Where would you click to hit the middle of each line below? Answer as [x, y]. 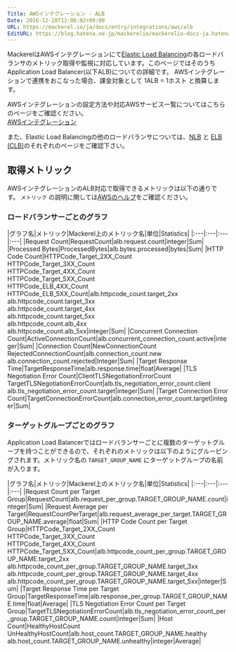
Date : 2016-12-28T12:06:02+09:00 [56, 20]
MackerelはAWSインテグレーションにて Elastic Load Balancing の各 [103, 54]
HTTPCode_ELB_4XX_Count [48, 286]
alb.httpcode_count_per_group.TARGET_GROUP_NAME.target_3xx [103, 566]
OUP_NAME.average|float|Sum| [53, 521]
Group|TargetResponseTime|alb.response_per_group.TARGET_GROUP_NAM [117, 596]
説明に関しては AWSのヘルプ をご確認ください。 [123, 197]
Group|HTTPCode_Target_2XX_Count [61, 529]
